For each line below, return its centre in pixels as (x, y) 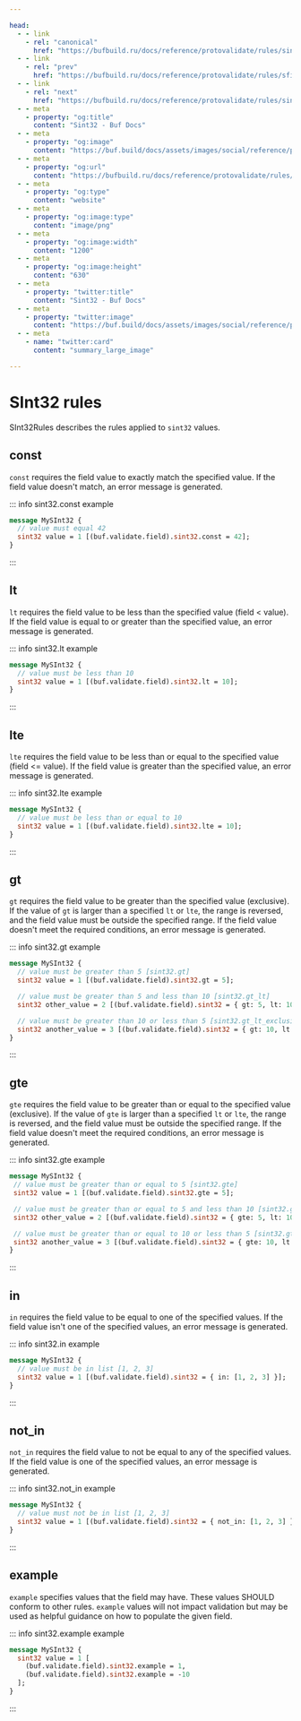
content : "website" (69, 201)
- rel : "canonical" (62, 42)
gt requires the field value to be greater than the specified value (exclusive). (149, 901)
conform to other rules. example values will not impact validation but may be (149, 1606)
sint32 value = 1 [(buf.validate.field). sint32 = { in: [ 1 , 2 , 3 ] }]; (152, 1377)
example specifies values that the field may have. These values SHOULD (142, 1596)
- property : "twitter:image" (80, 317)
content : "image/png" (73, 225)
